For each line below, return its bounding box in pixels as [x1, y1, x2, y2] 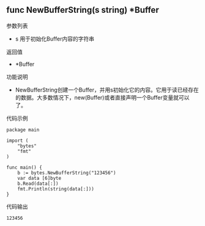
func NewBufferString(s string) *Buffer [6, 5, 159, 15]
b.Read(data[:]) [17, 181, 59, 187]
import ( [6, 138, 29, 144]
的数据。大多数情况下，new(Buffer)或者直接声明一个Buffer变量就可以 [15, 93, 190, 101]
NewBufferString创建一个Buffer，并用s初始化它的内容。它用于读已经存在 [15, 86, 199, 93]
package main [6, 127, 40, 133]
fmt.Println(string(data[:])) [17, 185, 95, 192]
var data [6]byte [17, 175, 62, 181]
